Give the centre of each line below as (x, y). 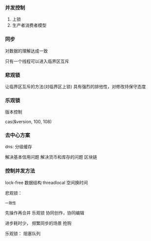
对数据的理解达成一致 (26, 51)
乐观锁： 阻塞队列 (23, 233)
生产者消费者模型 (29, 25)
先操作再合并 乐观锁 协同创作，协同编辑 (45, 213)
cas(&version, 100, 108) (28, 122)
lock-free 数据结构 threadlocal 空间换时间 (47, 182)
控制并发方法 (20, 171)
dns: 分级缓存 (19, 147)
